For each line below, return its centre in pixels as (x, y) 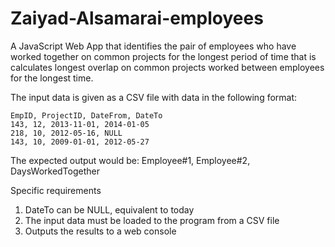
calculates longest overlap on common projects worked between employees (167, 67)
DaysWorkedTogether (55, 171)
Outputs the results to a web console (100, 231)
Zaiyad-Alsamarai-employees (137, 18)
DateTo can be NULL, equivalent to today (109, 209)
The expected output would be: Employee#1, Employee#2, (130, 160)
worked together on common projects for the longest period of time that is (163, 56)
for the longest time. (52, 78)
